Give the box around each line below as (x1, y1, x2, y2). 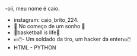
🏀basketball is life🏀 (13, 29, 60, 36)
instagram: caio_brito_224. (13, 17, 79, 23)
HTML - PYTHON (13, 44, 56, 51)
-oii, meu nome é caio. (5, 5, 60, 12)
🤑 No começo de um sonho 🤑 (13, 23, 85, 29)
